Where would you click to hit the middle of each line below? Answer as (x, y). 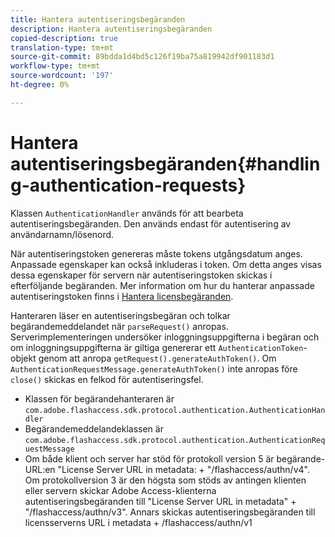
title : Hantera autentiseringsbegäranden (98, 19)
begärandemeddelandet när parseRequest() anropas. (119, 326)
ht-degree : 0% (40, 85)
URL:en (40, 469)
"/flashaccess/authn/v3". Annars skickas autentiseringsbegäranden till (170, 512)
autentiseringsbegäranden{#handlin (165, 163)
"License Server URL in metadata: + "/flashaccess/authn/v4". (183, 469)
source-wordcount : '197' (62, 76)
